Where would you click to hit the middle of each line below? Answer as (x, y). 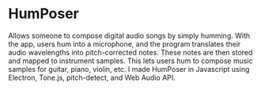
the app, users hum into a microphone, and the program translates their (125, 43)
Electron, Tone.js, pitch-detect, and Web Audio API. (92, 77)
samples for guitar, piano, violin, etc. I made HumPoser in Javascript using (129, 69)
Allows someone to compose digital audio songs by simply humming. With (129, 36)
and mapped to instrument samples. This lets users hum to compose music (130, 61)
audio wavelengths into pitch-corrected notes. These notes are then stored (130, 52)
